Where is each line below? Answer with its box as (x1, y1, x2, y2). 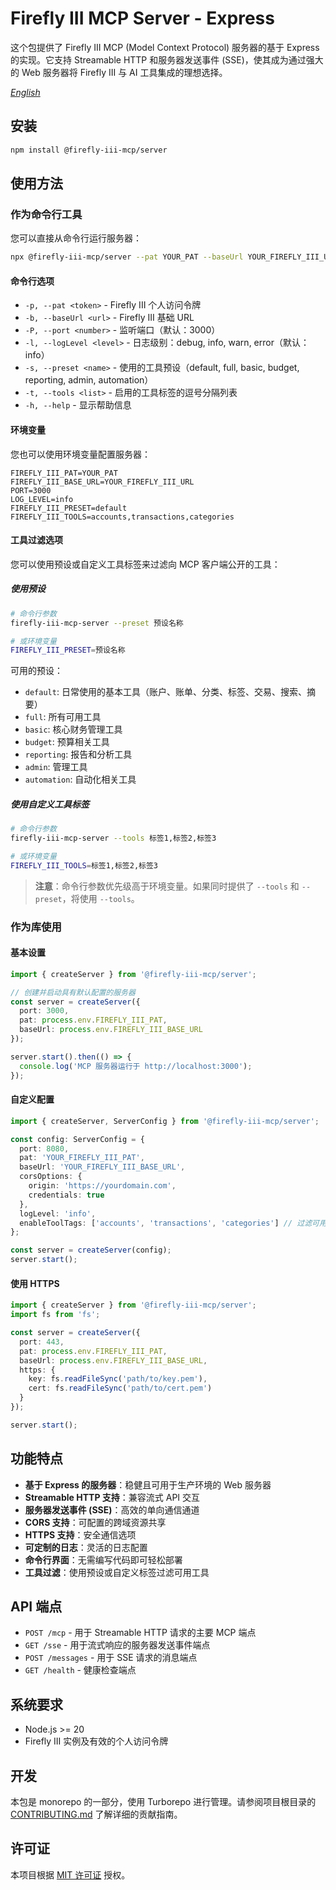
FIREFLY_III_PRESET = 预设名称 (10, 645, 126, 656)
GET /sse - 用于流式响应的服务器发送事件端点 (24, 1639, 211, 1651)
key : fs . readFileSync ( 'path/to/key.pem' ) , (28, 1374, 208, 1384)
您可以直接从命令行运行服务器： (10, 232, 142, 244)
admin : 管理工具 (24, 761, 88, 773)
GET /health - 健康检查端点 (24, 1664, 137, 1676)
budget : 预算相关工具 (24, 736, 110, 748)
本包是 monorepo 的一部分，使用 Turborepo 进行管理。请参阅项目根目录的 (10, 1796, 317, 1808)
